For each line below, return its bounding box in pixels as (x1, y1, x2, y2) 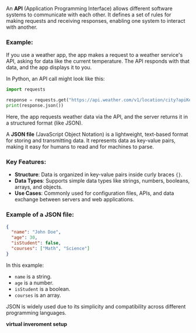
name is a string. (14, 273, 52, 280)
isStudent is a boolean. (14, 285, 71, 292)
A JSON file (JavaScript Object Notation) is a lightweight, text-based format (6, 131, 188, 138)
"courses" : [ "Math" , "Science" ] (11, 246, 90, 252)
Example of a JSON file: (6, 211, 74, 219)
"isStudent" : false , (11, 240, 61, 246)
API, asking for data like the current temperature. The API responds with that (6, 58, 190, 65)
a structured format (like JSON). (6, 119, 83, 126)
